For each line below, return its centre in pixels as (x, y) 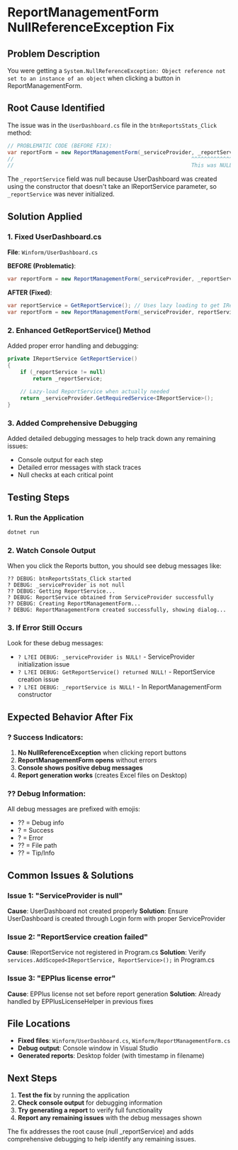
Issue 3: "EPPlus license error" (62, 978)
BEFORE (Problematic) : (42, 266)
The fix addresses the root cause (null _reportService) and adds (101, 1132)
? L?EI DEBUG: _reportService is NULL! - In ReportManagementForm (119, 687)
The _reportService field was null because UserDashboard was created (112, 179)
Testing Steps (39, 497)
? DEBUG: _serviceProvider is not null (66, 585)
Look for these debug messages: (56, 643)
